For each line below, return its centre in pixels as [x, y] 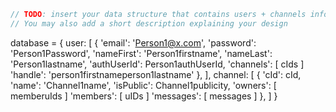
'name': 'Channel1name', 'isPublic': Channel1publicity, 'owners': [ [143, 85]
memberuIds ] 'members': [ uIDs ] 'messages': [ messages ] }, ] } [144, 96]
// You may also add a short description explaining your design [149, 23]
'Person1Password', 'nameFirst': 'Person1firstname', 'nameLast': [141, 53]
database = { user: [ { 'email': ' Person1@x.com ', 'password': [133, 42]
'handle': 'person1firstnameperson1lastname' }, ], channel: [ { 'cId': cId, [156, 74]
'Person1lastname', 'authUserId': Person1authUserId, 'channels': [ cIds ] [157, 64]
